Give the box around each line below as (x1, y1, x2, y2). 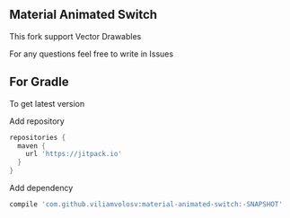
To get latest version (9, 98, 85, 109)
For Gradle (9, 74, 69, 90)
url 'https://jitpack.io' (25, 150, 123, 159)
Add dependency (9, 183, 74, 193)
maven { (17, 141, 47, 151)
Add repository (9, 116, 65, 126)
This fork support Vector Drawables (9, 31, 142, 41)
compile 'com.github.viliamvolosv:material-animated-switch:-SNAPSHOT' (9, 200, 283, 209)
